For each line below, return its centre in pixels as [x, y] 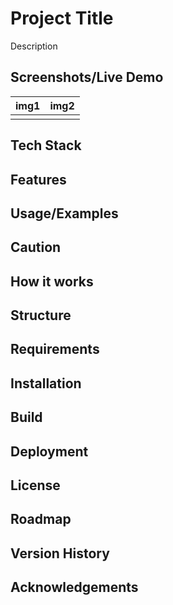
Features [38, 179]
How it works [52, 281]
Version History [60, 553]
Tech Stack [46, 145]
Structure [41, 315]
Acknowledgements [74, 587]
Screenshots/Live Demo [87, 77]
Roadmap [41, 519]
